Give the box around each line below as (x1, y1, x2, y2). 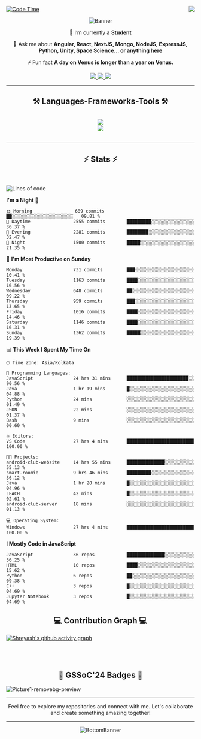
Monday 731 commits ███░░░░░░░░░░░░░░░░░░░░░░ (6, 266, 194, 272)
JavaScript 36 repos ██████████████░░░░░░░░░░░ (6, 552, 194, 558)
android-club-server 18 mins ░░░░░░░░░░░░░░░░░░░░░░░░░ (6, 501, 194, 507)
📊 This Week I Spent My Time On (6, 346, 91, 353)
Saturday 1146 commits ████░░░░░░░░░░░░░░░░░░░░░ (6, 319, 194, 325)
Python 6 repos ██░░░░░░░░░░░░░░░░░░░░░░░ (6, 573, 194, 579)
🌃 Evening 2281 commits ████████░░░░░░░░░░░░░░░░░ (6, 229, 194, 235)
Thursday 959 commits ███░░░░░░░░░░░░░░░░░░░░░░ (6, 298, 194, 304)
